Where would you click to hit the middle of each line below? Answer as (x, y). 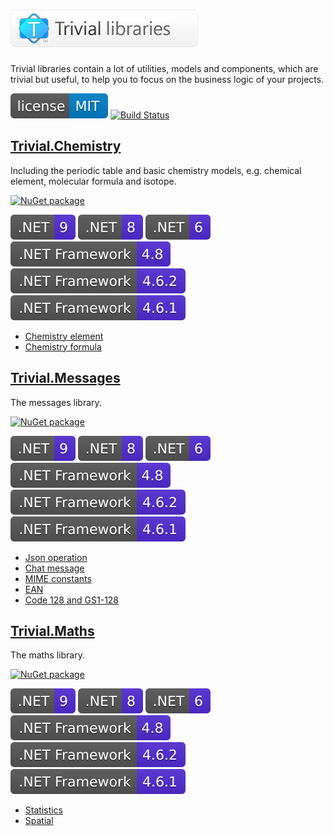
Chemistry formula (63, 346)
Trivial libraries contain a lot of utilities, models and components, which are (164, 68)
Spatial (39, 821)
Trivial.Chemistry (66, 146)
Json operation (56, 557)
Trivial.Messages (65, 378)
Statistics (44, 810)
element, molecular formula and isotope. (93, 181)
